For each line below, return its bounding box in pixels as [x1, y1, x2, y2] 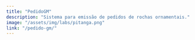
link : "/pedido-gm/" [6, 25, 58, 31]
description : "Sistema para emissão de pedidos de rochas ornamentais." [6, 14, 190, 20]
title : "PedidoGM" [6, 8, 52, 15]
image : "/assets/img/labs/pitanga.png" [6, 19, 105, 25]
